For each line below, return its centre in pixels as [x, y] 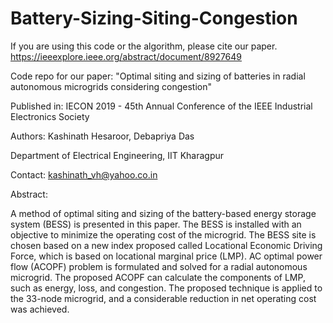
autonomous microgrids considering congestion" [111, 86]
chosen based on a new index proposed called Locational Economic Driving [166, 245]
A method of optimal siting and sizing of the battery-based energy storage [163, 213]
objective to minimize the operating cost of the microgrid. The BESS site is [163, 234]
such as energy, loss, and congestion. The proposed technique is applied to [166, 288]
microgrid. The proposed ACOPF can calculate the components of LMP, [158, 277]
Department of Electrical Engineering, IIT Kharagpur [117, 155]
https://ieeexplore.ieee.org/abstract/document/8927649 [126, 56]
